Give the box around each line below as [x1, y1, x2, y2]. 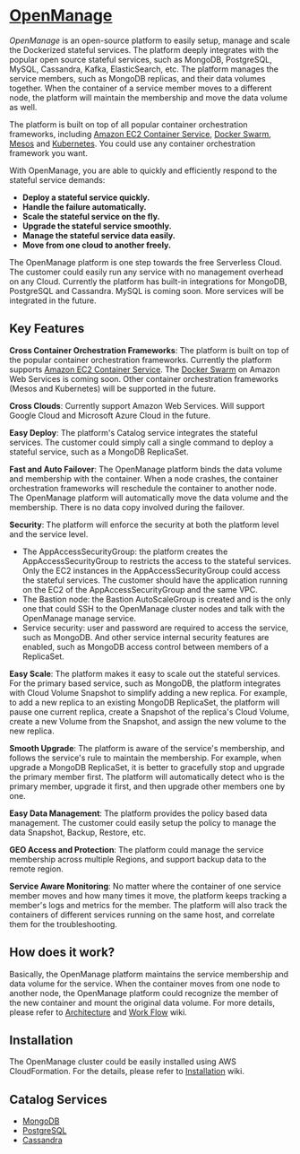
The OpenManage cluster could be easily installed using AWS [9, 1056, 237, 1067]
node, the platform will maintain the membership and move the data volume [9, 91, 288, 103]
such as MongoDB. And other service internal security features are [21, 631, 270, 642]
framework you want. [9, 147, 88, 158]
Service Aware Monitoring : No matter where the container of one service [9, 881, 282, 891]
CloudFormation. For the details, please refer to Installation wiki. [9, 1066, 244, 1077]
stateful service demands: [9, 174, 106, 185]
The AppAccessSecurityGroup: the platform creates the [21, 546, 228, 557]
